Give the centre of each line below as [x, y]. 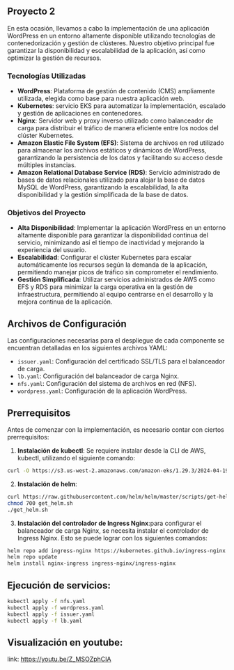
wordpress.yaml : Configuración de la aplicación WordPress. [102, 391]
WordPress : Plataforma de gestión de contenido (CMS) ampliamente [116, 91]
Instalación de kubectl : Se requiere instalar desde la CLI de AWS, [111, 451]
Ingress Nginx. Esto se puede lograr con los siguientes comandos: [112, 538]
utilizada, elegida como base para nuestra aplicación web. [101, 99]
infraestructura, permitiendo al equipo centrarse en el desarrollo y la [115, 295]
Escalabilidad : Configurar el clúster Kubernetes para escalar [104, 258]
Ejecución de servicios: [59, 585]
